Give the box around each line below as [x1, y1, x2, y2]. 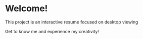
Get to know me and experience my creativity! [5, 28, 99, 34]
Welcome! [5, 3, 48, 14]
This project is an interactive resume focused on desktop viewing [5, 19, 139, 25]
